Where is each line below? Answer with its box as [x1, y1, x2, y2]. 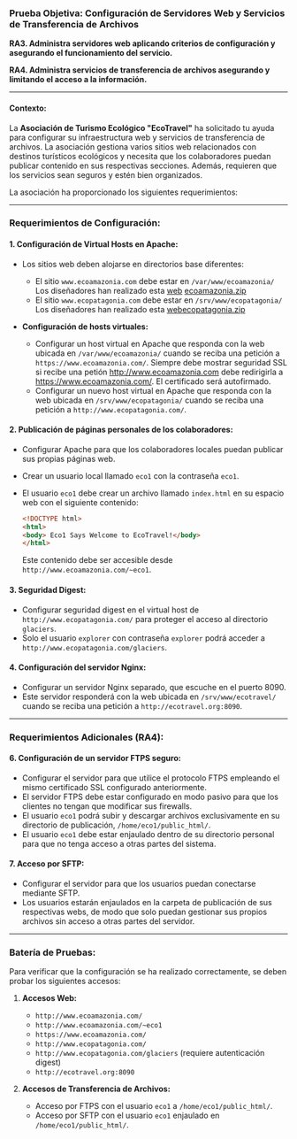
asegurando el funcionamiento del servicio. [9, 48, 173, 58]
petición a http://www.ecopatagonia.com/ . [34, 404, 187, 414]
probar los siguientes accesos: [9, 976, 121, 987]
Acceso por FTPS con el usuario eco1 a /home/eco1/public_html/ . [34, 1101, 273, 1112]
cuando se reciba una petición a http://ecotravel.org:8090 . [21, 700, 243, 711]
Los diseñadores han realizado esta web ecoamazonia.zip [34, 285, 247, 296]
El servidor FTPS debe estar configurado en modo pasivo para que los [21, 791, 278, 802]
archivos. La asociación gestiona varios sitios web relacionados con [9, 141, 256, 152]
